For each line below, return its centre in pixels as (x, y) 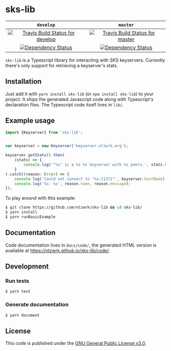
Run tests (17, 281)
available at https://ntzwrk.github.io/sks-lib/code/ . (58, 250)
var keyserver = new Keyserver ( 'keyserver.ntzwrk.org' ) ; (67, 146)
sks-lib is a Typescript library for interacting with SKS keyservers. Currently (85, 60)
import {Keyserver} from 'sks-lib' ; (44, 132)
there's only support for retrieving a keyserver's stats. (62, 65)
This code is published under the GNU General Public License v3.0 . (76, 343)
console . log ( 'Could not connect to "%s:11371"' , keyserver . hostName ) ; (91, 179)
